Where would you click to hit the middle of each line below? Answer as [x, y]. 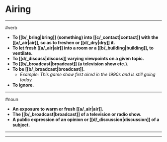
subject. [21, 125]
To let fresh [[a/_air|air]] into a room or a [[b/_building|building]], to [83, 48]
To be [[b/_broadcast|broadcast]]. [48, 69]
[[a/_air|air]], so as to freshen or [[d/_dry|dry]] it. [64, 42]
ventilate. [22, 53]
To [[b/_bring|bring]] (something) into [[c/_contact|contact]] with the [85, 37]
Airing [18, 9]
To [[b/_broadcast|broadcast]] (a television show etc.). [70, 64]
